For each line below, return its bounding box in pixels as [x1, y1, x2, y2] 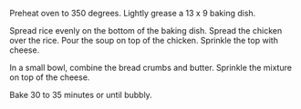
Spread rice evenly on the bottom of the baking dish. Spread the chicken [9, 25, 283, 35]
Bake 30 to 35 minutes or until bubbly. [9, 90, 152, 100]
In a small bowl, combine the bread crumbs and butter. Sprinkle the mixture [9, 63, 292, 73]
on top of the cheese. [9, 72, 90, 83]
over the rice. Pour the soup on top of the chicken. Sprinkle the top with [9, 35, 278, 45]
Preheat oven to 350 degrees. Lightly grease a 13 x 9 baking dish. [9, 8, 256, 18]
